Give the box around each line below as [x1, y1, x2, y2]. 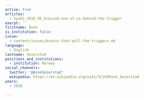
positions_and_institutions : [5, 57, 64, 61]
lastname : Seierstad [5, 52, 47, 57]
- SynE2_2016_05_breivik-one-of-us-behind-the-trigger [9, 16, 122, 21]
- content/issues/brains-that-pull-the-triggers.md [9, 39, 116, 43]
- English [9, 47, 29, 52]
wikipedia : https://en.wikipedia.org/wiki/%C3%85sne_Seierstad [9, 74, 139, 79]
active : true [5, 7, 31, 12]
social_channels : [5, 66, 40, 71]
